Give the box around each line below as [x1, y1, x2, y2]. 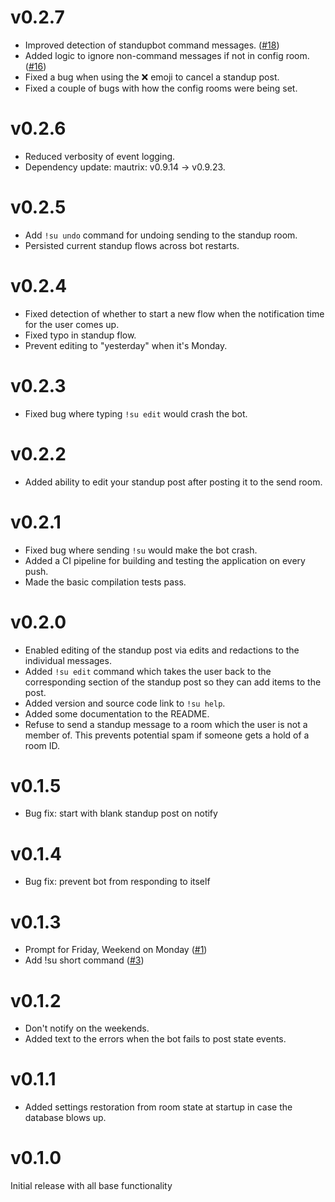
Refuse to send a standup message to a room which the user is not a [24, 718, 308, 730]
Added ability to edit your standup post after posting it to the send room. [24, 476, 323, 488]
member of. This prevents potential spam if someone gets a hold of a [24, 729, 310, 741]
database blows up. [24, 1112, 107, 1124]
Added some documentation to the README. [24, 707, 210, 720]
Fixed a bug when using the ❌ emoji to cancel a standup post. [24, 71, 280, 83]
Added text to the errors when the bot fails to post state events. [24, 1033, 287, 1045]
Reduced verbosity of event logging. [24, 150, 176, 162]
